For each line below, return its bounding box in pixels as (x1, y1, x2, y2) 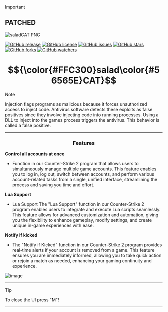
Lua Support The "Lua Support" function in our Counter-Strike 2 (12, 201, 144, 207)
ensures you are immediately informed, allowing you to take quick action (12, 252, 162, 259)
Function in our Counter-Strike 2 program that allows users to (12, 161, 139, 167)
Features (73, 139, 95, 146)
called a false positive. (5, 122, 51, 128)
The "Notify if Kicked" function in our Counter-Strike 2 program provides (12, 242, 162, 248)
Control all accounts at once (5, 151, 65, 157)
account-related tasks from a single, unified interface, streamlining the (12, 177, 158, 183)
